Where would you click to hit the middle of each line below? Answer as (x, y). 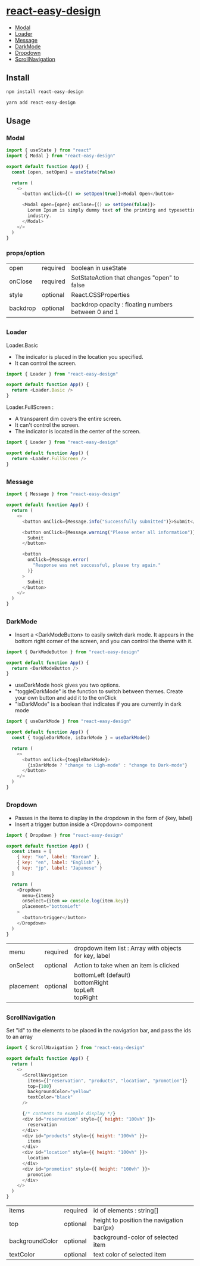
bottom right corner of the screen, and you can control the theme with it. (104, 641)
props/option (26, 253)
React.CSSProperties (100, 294)
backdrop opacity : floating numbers (122, 304)
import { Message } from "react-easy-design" (63, 494)
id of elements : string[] (126, 1211)
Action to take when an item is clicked (127, 965)
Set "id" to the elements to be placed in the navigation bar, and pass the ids (99, 1031)
